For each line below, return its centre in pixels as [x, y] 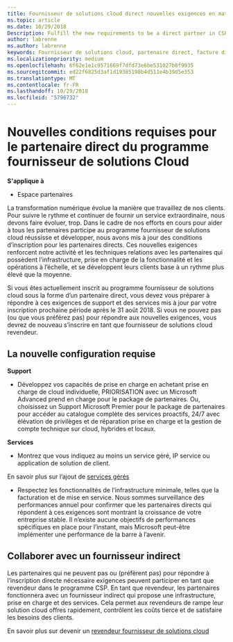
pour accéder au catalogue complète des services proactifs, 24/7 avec [119, 414]
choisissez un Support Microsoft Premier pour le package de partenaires [121, 406]
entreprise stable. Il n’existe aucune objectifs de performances [106, 520]
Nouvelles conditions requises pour [112, 132]
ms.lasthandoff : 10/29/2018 [48, 91]
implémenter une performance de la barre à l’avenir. [91, 534]
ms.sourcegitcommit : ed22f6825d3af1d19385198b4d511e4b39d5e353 [101, 72]
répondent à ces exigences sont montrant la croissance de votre [109, 512]
